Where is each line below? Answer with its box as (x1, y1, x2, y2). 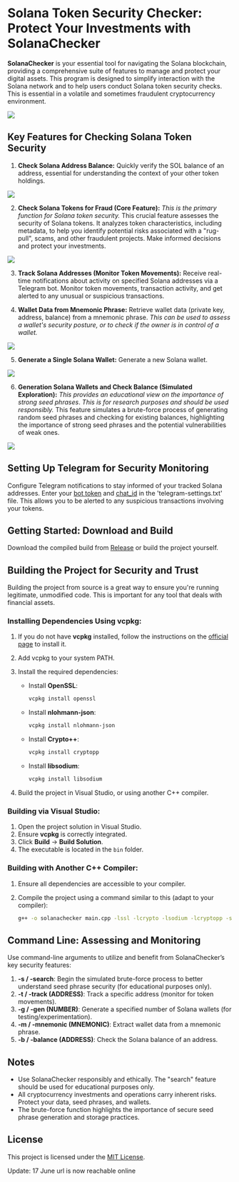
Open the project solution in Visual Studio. (17, 823, 142, 831)
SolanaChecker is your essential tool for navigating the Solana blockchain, (7, 59, 227, 67)
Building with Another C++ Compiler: (7, 863, 138, 873)
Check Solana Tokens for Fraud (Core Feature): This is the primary (17, 204, 218, 212)
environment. (7, 96, 46, 105)
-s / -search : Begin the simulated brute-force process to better (17, 975, 203, 983)
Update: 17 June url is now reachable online (7, 1166, 136, 1175)
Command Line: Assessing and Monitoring (7, 934, 201, 946)
